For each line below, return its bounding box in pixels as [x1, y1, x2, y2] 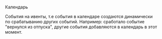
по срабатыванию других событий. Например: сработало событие [5, 19, 145, 24]
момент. [5, 29, 23, 35]
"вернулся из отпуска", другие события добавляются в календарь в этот [5, 24, 158, 30]
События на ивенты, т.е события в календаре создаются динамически [5, 14, 153, 19]
